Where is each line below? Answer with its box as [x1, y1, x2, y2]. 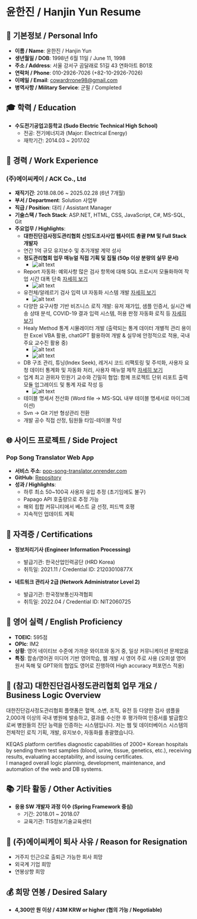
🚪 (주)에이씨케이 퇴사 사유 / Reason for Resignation [6, 837, 188, 847]
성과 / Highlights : [14, 481, 56, 488]
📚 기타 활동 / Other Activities [6, 784, 112, 794]
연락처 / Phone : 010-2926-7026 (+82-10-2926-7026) [14, 69, 143, 76]
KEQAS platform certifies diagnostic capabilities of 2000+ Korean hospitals [6, 740, 188, 747]
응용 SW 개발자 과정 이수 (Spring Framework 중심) [14, 803, 133, 810]
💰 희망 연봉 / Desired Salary [6, 887, 108, 897]
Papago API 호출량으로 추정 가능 [23, 496, 99, 503]
